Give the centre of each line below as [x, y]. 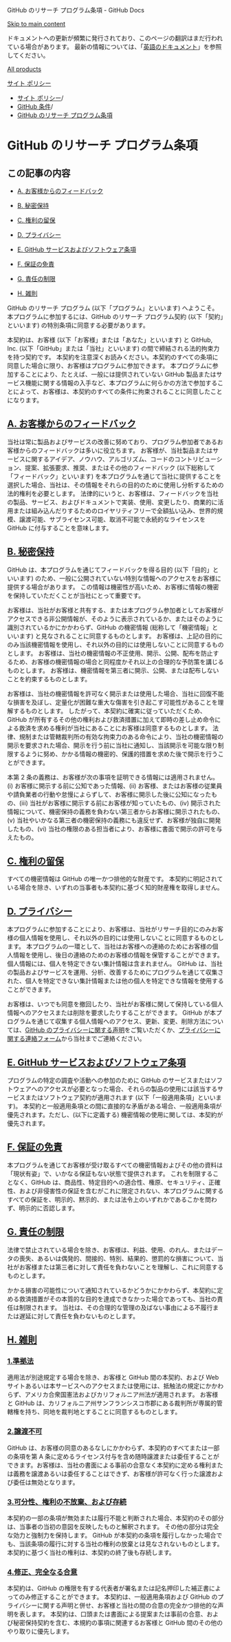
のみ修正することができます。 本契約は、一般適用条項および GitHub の [118, 1597]
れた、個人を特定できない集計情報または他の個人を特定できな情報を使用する [115, 981]
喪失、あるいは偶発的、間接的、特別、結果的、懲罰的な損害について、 [118, 1258]
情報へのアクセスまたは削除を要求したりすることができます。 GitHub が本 [112, 1013]
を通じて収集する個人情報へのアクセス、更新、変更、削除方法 [118, 1021]
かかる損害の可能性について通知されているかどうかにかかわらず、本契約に [112, 1290]
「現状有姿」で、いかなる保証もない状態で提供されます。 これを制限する [110, 1174]
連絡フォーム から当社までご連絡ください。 [85, 1039]
